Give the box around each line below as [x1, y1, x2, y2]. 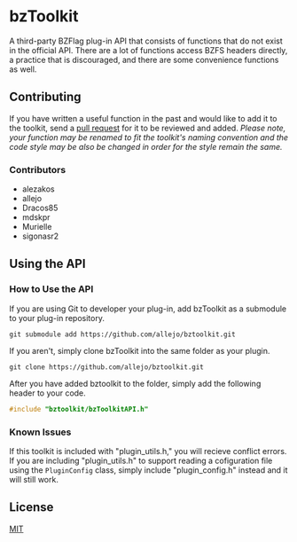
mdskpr [21, 212, 51, 223]
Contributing [9, 90, 82, 105]
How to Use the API [9, 283, 94, 295]
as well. [9, 64, 37, 75]
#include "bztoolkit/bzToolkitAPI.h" [9, 405, 149, 413]
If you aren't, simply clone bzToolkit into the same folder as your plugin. [9, 345, 270, 356]
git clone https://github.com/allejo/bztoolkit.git [9, 362, 204, 372]
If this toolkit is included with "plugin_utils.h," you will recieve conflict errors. [9, 445, 287, 456]
